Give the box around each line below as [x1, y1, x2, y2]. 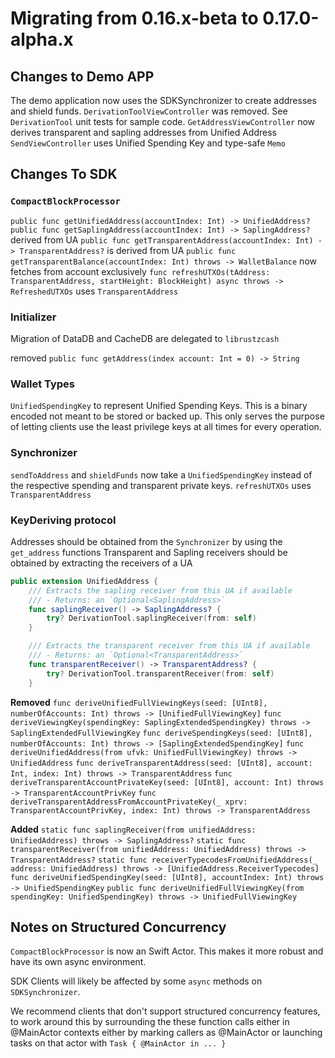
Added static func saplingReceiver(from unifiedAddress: [10, 823, 257, 835]
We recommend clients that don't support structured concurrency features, [10, 1005, 321, 1017]
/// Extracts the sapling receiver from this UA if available [28, 585, 293, 596]
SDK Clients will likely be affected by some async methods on [10, 975, 263, 987]
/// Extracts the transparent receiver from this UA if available [28, 641, 311, 651]
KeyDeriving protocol [10, 513, 117, 527]
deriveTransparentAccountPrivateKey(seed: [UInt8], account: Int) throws [10, 777, 325, 787]
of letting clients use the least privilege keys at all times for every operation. [10, 421, 322, 433]
